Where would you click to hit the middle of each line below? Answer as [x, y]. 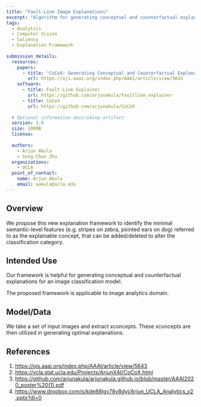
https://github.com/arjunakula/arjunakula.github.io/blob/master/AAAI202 [104, 379]
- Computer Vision [35, 34]
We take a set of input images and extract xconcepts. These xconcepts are [98, 326]
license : [22, 134]
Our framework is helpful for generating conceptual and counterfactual [94, 275]
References [28, 352]
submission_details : [32, 56]
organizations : [31, 162]
